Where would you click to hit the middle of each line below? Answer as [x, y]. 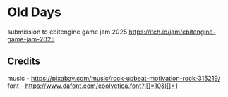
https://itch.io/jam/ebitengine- [173, 32]
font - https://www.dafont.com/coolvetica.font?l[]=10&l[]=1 [92, 86]
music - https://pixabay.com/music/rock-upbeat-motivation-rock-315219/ [114, 78]
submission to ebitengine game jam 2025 [67, 32]
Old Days [34, 12]
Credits [24, 62]
